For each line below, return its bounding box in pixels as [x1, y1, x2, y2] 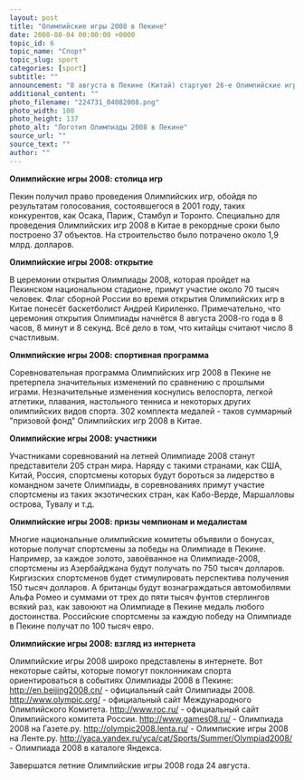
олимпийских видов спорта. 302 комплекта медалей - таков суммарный [9, 405, 292, 416]
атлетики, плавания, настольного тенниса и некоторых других [9, 395, 252, 406]
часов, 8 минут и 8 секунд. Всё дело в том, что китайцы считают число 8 [9, 322, 294, 333]
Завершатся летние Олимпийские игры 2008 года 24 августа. [9, 759, 251, 771]
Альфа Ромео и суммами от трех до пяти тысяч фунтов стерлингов [9, 591, 270, 602]
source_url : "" [9, 132, 67, 141]
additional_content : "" [9, 89, 100, 98]
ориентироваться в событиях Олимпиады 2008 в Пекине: [9, 675, 233, 686]
